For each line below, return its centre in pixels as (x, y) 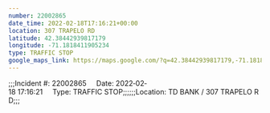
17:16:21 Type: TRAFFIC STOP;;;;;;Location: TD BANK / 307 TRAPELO (135, 91)
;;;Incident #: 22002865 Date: (61, 83)
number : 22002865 (37, 16)
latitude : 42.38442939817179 (57, 38)
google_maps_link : (39, 61)
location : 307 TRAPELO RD (51, 30)
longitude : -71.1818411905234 (59, 46)
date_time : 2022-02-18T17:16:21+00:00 (73, 23)
